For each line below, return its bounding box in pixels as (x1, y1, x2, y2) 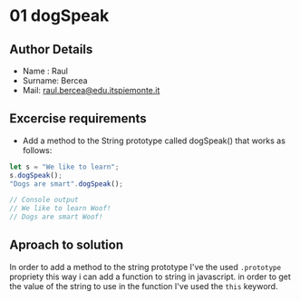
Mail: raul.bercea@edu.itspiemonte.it (22, 85, 160, 95)
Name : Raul (22, 65, 69, 76)
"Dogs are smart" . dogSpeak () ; (9, 179, 124, 189)
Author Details (9, 42, 93, 57)
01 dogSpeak (9, 5, 110, 26)
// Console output (9, 196, 79, 205)
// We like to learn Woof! (9, 204, 111, 213)
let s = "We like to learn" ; (9, 162, 120, 171)
